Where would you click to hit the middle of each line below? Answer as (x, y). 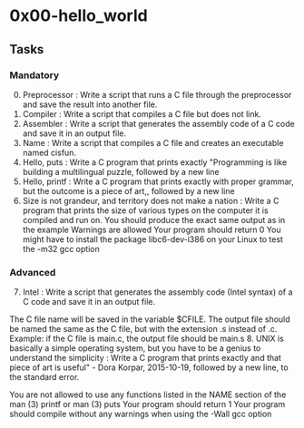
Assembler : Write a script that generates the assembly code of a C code (158, 123)
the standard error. (44, 377)
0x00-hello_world (78, 16)
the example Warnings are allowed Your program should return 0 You (152, 229)
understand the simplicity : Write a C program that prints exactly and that (145, 358)
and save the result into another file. (90, 104)
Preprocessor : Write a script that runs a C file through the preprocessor (157, 94)
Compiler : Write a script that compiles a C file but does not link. (142, 113)
